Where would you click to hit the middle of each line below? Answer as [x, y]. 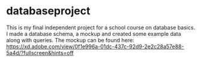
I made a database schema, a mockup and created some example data [94, 33]
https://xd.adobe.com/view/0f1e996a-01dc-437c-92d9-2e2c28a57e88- [95, 46]
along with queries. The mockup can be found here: [70, 40]
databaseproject [48, 11]
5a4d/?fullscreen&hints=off [40, 52]
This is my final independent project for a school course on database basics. [101, 27]
